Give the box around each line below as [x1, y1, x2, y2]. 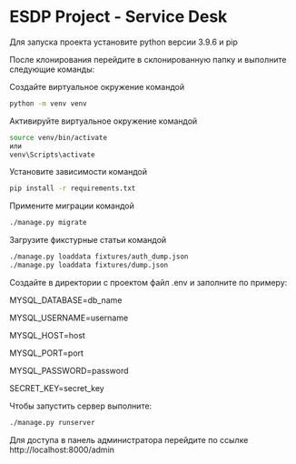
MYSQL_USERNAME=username [9, 312, 129, 323]
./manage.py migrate [9, 218, 88, 227]
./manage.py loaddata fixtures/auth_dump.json [9, 252, 189, 261]
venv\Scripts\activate [9, 150, 95, 159]
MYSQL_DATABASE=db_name [9, 294, 123, 306]
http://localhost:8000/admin [9, 444, 115, 455]
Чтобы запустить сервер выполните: [9, 400, 153, 411]
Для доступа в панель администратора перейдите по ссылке [9, 434, 249, 445]
